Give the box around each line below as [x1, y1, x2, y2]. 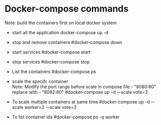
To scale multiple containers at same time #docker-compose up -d [12, 99, 150, 105]
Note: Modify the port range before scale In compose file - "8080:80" [12, 84, 156, 90]
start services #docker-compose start [12, 49, 91, 55]
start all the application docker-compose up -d [12, 29, 109, 35]
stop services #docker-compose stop [12, 58, 90, 65]
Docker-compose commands [5, 3, 129, 15]
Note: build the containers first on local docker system [5, 20, 117, 26]
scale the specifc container [12, 78, 69, 84]
